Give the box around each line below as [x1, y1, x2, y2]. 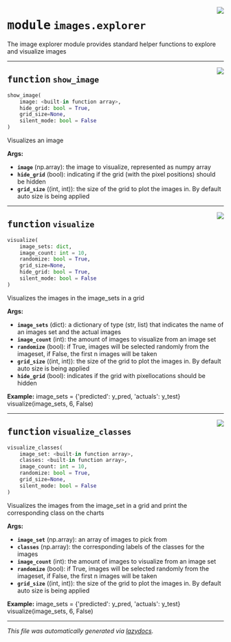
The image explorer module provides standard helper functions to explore [7, 40, 217, 48]
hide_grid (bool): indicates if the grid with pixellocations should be [16, 371, 206, 379]
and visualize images [7, 47, 67, 55]
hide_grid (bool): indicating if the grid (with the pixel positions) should [16, 170, 216, 178]
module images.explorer [7, 18, 146, 33]
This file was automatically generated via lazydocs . [7, 626, 154, 635]
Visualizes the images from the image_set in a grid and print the [7, 501, 188, 509]
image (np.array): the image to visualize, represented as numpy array [16, 163, 212, 171]
